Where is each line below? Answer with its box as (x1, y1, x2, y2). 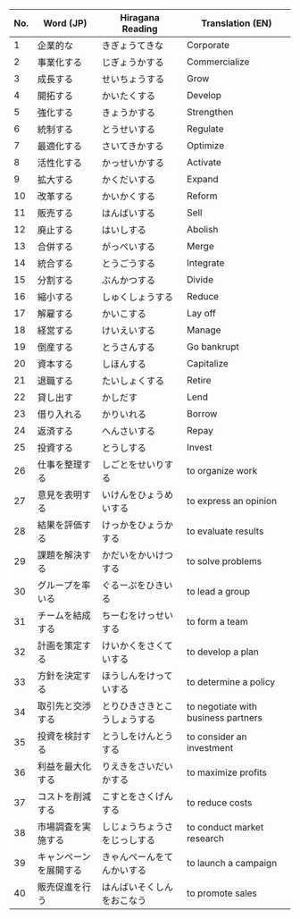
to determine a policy (187, 676, 276, 687)
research (187, 832, 225, 844)
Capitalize (187, 358, 229, 369)
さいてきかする (101, 140, 164, 152)
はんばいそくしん (101, 881, 174, 893)
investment (187, 742, 234, 754)
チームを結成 (37, 610, 91, 621)
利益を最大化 (37, 760, 92, 772)
